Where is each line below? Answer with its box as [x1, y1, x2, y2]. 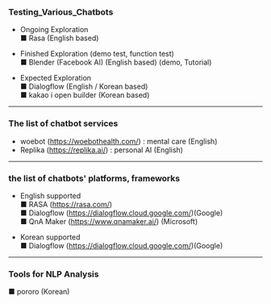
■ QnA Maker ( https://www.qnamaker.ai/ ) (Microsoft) [19, 216, 198, 226]
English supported [19, 190, 81, 200]
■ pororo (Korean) [8, 287, 70, 297]
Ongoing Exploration [19, 25, 89, 35]
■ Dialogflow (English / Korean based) [19, 81, 148, 91]
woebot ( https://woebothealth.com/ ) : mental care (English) [19, 136, 218, 146]
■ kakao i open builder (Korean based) [19, 90, 150, 100]
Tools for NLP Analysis [8, 269, 99, 280]
